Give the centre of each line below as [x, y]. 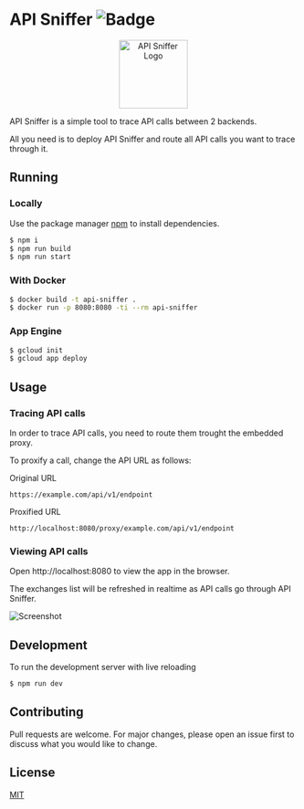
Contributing [47, 712]
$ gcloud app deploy [49, 359]
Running [34, 178]
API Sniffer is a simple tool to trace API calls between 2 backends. [133, 121]
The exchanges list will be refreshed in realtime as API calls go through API [150, 589]
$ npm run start [40, 257]
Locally [26, 204]
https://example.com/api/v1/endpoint [81, 495]
